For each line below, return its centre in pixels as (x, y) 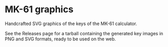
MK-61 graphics (39, 9)
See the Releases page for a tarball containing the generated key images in (84, 33)
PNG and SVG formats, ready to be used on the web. (60, 39)
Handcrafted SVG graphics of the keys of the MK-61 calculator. (71, 24)
